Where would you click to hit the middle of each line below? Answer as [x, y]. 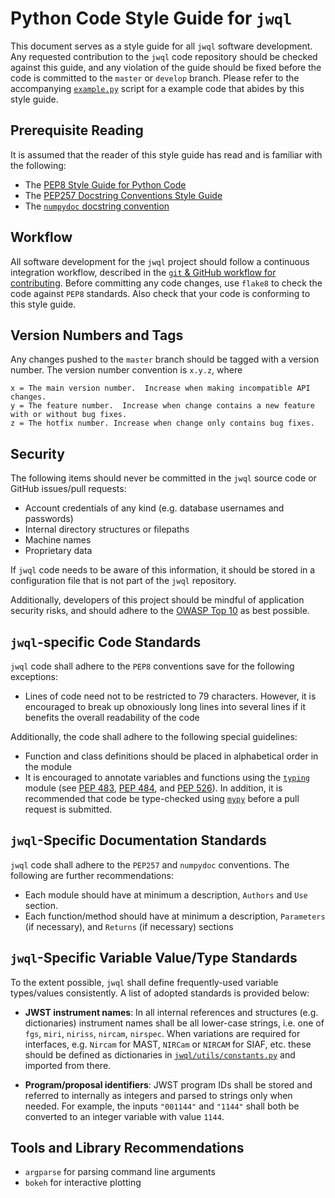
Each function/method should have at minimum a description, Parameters [175, 916]
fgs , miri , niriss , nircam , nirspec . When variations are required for [162, 1033]
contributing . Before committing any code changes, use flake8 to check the [166, 283]
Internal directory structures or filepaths [107, 529]
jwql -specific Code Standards [106, 642]
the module [48, 766]
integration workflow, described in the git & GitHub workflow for [143, 272]
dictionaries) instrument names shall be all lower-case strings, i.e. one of [174, 1023]
